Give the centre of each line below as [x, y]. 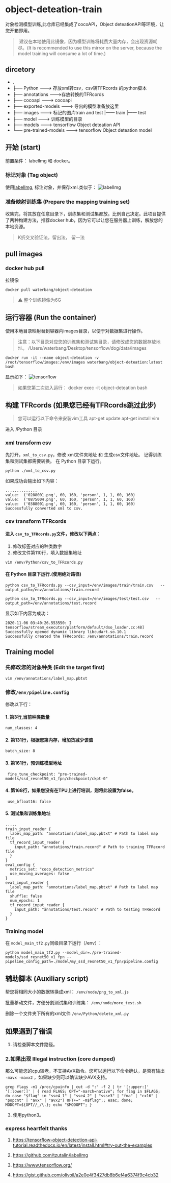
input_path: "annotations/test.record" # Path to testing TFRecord [87, 910]
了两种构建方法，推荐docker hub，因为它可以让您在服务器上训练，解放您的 [84, 220]
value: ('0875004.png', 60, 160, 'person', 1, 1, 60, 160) [70, 499]
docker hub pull [25, 268]
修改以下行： [19, 704]
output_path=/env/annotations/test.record [51, 603]
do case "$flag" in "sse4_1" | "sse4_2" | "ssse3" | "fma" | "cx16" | [82, 1096]
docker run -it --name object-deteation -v [52, 358]
